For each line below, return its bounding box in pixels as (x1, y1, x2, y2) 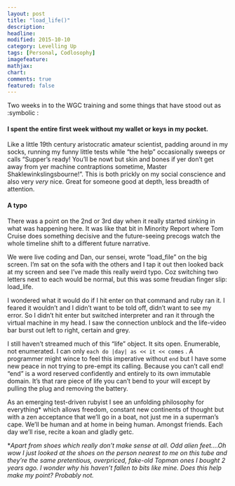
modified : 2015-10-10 (7, 36, 71, 43)
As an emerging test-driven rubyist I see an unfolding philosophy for (7, 398, 205, 406)
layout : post (7, 10, 46, 18)
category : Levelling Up (7, 43, 77, 50)
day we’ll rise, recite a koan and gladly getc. (7, 427, 135, 436)
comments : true (7, 75, 52, 83)
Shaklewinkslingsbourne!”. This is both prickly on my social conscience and (7, 170, 226, 179)
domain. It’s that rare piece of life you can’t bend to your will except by (7, 377, 210, 385)
